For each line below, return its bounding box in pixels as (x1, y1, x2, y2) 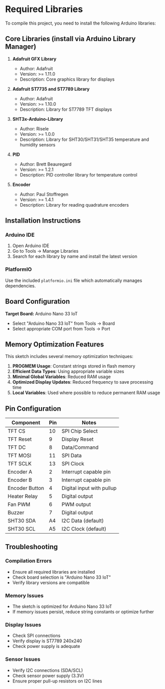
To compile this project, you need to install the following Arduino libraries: (5, 20, 156, 26)
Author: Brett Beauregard (19, 161, 72, 167)
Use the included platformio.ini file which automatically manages (5, 277, 143, 283)
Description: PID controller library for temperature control (19, 171, 138, 178)
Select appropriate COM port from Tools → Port (12, 325, 111, 331)
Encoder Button (7, 485, 44, 492)
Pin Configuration (5, 404, 61, 413)
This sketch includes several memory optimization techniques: (5, 354, 134, 360)
